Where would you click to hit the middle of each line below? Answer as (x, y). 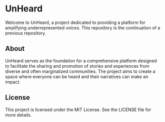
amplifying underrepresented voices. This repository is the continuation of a (83, 27)
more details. (19, 115)
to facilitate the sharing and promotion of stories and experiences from (77, 66)
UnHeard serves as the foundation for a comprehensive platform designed (81, 61)
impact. (13, 82)
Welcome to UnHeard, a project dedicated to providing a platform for (75, 22)
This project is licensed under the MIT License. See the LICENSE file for (78, 110)
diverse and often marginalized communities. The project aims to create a (80, 71)
